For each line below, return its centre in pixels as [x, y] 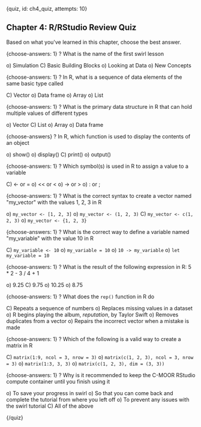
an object [18, 143]
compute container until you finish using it [58, 381]
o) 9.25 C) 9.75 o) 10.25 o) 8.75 [44, 284]
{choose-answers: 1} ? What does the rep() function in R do [80, 296]
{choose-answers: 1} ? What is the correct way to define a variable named [98, 232]
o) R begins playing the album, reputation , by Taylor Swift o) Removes [92, 315]
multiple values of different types [47, 113]
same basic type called [35, 83]
